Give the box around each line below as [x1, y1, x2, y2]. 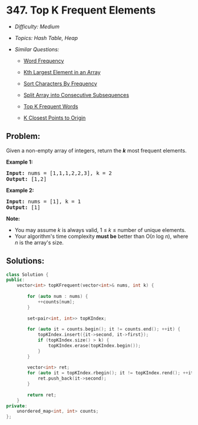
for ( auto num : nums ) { [27, 294, 88, 300]
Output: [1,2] [6, 175, 47, 182]
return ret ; [27, 392, 57, 398]
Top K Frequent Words [23, 102, 78, 109]
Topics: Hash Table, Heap [14, 34, 78, 41]
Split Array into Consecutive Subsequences [23, 91, 130, 98]
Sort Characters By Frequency [23, 80, 97, 87]
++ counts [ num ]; [37, 298, 75, 305]
